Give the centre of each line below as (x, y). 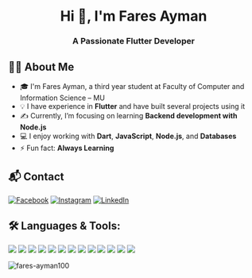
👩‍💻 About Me (41, 67)
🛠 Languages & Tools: (64, 226)
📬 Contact (36, 177)
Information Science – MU (62, 98)
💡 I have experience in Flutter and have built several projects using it (132, 106)
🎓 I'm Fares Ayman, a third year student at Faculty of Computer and (132, 86)
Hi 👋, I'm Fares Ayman (134, 16)
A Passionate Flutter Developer (134, 41)
